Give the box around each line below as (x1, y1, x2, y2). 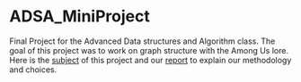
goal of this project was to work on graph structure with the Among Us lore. (9, 45, 289, 55)
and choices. (9, 64, 58, 75)
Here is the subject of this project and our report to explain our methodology (9, 54, 292, 65)
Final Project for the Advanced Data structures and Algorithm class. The (9, 36, 276, 46)
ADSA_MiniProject (9, 6, 150, 27)
